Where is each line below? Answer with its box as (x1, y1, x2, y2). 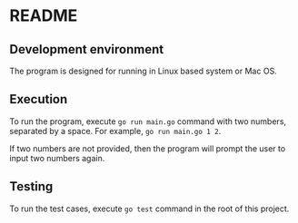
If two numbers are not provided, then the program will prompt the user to (9, 142, 286, 154)
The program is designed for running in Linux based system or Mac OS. (9, 65, 277, 76)
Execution (9, 92, 68, 107)
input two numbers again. (9, 152, 105, 163)
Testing (9, 179, 54, 195)
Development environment (9, 42, 164, 57)
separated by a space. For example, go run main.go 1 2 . (9, 125, 222, 136)
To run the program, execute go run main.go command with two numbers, (9, 115, 287, 127)
